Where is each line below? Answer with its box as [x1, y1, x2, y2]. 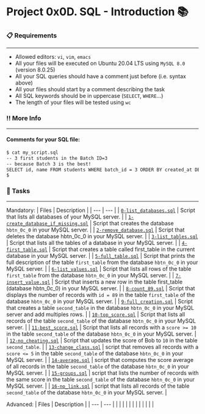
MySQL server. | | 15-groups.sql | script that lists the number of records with [6, 369, 200, 377]
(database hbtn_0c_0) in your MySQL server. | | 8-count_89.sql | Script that [6, 284, 195, 292]
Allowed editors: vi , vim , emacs [15, 53, 92, 61]
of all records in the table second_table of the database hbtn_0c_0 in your [6, 363, 189, 370]
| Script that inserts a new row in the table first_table [51, 278, 183, 285]
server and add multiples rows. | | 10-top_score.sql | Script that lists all [6, 310, 185, 318]
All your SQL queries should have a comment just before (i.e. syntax [15, 73, 186, 80]
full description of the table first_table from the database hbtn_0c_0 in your [6, 258, 198, 266]
